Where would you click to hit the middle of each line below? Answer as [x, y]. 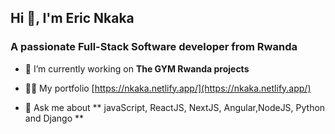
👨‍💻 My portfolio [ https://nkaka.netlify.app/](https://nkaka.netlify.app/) [168, 88]
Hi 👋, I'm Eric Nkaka [72, 18]
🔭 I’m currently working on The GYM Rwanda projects [137, 68]
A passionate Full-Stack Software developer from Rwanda [154, 47]
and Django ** [54, 118]
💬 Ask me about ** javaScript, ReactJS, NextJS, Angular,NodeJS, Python [175, 107]
